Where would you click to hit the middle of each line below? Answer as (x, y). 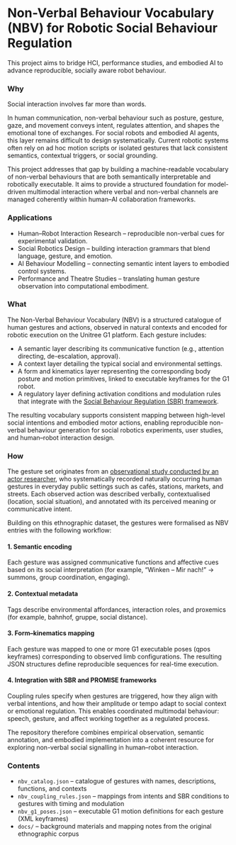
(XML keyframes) (43, 819)
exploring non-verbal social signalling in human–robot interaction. (103, 747)
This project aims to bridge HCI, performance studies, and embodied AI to (115, 62)
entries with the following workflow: (60, 530)
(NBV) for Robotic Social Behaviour (113, 28)
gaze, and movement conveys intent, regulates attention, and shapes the (113, 125)
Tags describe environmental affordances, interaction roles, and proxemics (117, 609)
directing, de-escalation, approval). (69, 356)
